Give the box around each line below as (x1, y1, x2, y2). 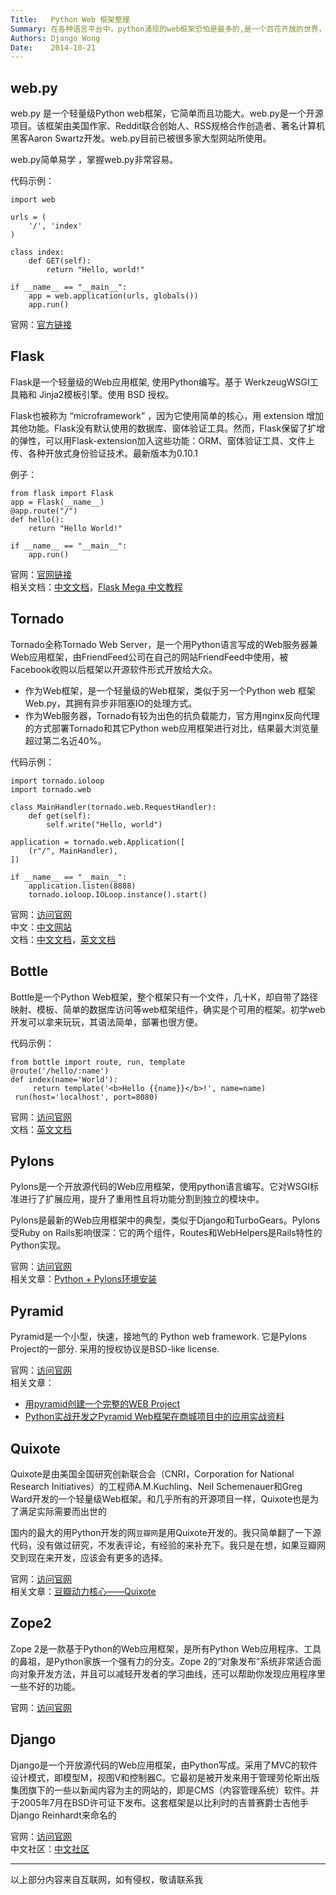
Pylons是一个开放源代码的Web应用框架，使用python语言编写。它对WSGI (10, 1181, 311, 1193)
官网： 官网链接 (10, 568, 72, 580)
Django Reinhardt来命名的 (10, 1809, 117, 1821)
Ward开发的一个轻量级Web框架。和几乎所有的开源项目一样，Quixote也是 (10, 1492, 311, 1505)
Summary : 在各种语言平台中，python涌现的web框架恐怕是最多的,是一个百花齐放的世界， (10, 24, 327, 34)
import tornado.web (10, 784, 92, 795)
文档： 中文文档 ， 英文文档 (10, 933, 116, 945)
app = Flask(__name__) (10, 497, 105, 507)
